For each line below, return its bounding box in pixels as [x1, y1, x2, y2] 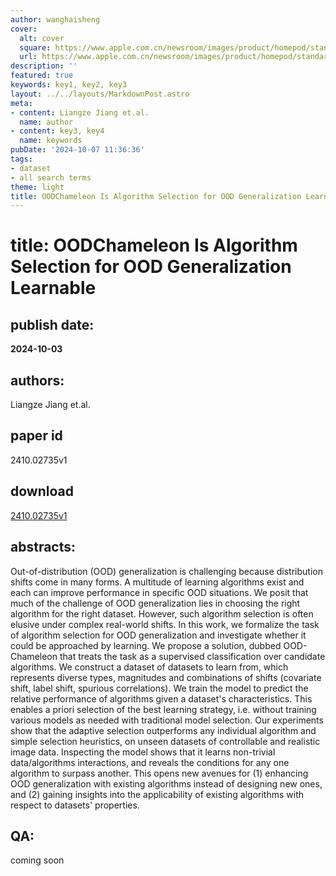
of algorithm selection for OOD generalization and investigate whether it [10, 629, 307, 641]
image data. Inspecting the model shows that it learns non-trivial [10, 746, 276, 758]
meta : [10, 98, 33, 108]
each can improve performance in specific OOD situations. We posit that [10, 586, 309, 598]
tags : [10, 154, 33, 164]
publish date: [10, 316, 95, 333]
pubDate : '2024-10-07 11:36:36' [10, 145, 145, 155]
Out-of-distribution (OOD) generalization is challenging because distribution [10, 565, 323, 577]
